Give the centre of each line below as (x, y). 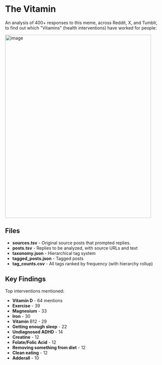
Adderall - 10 (26, 358)
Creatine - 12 (26, 337)
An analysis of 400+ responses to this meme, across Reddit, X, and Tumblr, (81, 23)
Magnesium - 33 (29, 311)
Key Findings (26, 279)
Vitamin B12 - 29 (29, 321)
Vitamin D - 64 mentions (37, 300)
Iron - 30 (21, 316)
